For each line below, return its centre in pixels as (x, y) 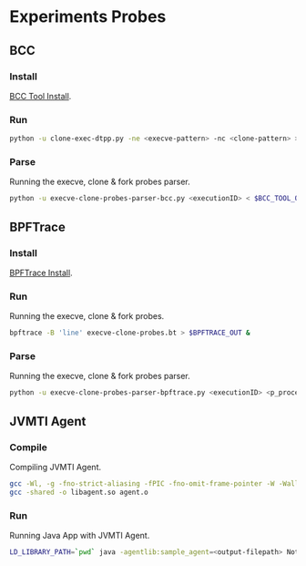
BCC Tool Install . (41, 96)
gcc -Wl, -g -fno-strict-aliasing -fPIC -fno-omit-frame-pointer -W (142, 484)
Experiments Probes (88, 17)
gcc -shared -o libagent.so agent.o (79, 492)
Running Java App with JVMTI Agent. (80, 535)
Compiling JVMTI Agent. (56, 467)
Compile (28, 447)
